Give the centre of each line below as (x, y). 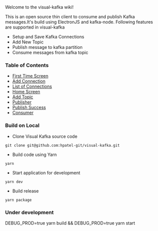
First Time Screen (30, 76)
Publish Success (29, 108)
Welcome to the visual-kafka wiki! (39, 7)
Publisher (22, 102)
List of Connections (32, 86)
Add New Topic (28, 42)
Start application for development (46, 173)
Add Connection (29, 81)
